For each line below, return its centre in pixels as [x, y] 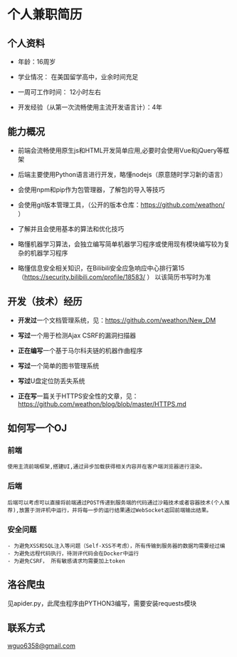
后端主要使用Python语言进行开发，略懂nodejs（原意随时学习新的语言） [122, 174]
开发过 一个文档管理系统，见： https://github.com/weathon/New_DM [117, 320]
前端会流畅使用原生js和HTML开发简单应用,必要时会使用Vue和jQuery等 [120, 150]
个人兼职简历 [45, 15]
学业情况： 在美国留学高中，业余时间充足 [78, 77]
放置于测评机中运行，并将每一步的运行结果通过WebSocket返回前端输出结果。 [115, 510]
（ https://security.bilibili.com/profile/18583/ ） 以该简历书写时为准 [114, 277]
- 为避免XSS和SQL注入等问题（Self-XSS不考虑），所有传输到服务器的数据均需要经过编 [116, 546]
